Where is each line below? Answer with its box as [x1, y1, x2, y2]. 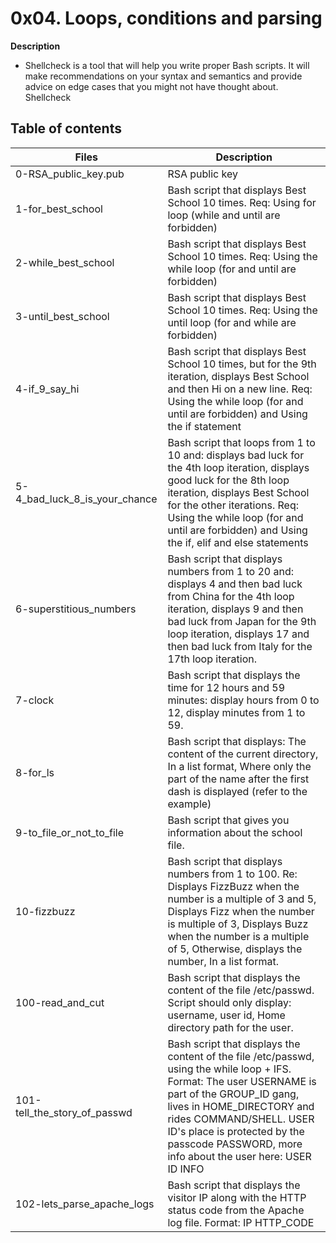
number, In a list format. [167, 954, 279, 968]
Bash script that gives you [167, 813, 290, 827]
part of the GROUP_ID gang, [167, 1087, 300, 1101]
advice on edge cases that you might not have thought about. [24, 80, 279, 92]
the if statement [167, 419, 242, 433]
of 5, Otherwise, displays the [167, 942, 303, 956]
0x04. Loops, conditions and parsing [10, 7, 323, 30]
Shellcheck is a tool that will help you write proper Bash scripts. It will [24, 59, 310, 71]
